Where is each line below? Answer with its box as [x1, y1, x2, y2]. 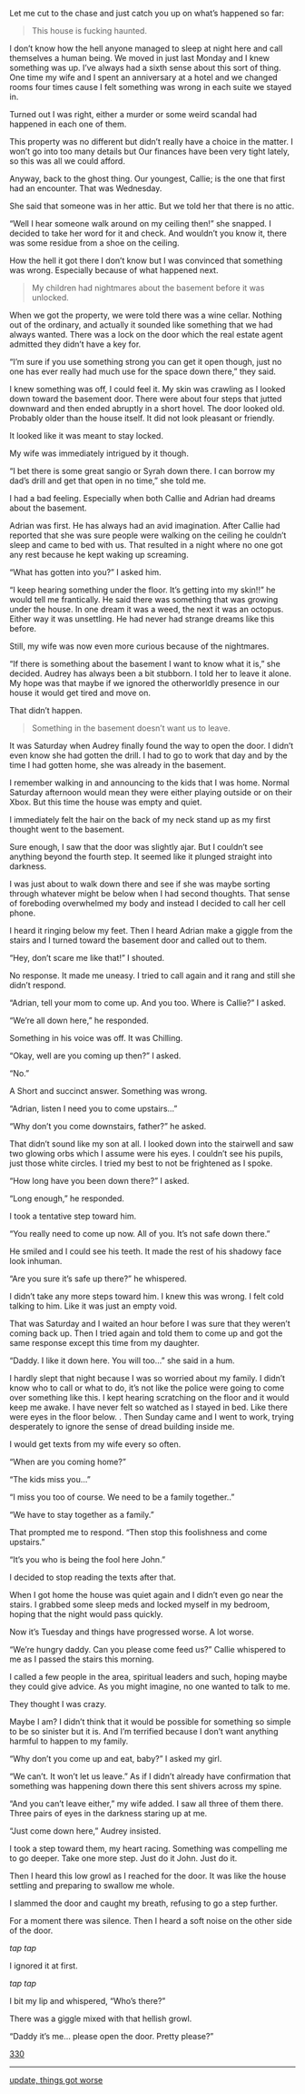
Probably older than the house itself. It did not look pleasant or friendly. [9, 413, 275, 423]
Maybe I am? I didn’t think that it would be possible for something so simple [9, 1716, 291, 1727]
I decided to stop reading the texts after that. [9, 1572, 177, 1583]
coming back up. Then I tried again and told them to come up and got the [9, 1328, 283, 1339]
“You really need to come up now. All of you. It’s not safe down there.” [9, 1229, 271, 1239]
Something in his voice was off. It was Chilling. [9, 1033, 183, 1043]
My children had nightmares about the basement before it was [31, 282, 265, 293]
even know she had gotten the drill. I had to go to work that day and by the [9, 750, 288, 761]
